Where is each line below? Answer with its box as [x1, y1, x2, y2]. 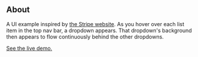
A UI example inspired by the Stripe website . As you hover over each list [6, 20, 185, 27]
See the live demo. [6, 45, 53, 52]
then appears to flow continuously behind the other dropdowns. [6, 33, 164, 40]
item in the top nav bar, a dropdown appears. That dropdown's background [6, 27, 192, 34]
